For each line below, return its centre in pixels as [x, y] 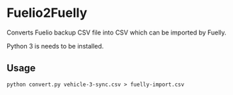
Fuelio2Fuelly [47, 13]
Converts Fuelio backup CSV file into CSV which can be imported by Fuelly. [117, 32]
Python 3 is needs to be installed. [55, 46]
